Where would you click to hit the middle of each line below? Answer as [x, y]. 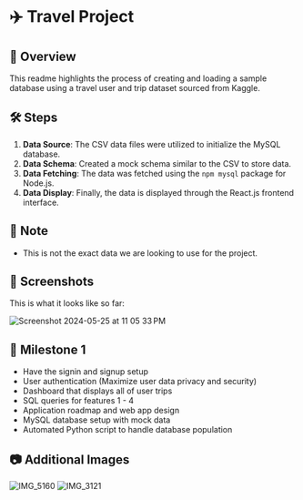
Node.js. [38, 183]
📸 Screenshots [52, 282]
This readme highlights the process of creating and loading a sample [138, 78]
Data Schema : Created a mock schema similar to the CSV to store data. [157, 163]
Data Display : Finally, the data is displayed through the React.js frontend [158, 192]
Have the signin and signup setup [85, 372]
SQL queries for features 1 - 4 [78, 401]
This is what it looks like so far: [67, 303]
